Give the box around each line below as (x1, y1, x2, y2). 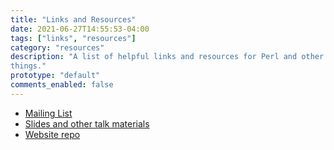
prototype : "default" (10, 71, 101, 81)
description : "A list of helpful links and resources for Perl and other (10, 52, 325, 62)
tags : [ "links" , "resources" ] (10, 33, 137, 43)
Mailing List (24, 107, 73, 119)
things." (10, 61, 47, 71)
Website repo (24, 128, 81, 140)
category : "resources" (10, 42, 105, 53)
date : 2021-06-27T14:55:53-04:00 (10, 24, 150, 34)
